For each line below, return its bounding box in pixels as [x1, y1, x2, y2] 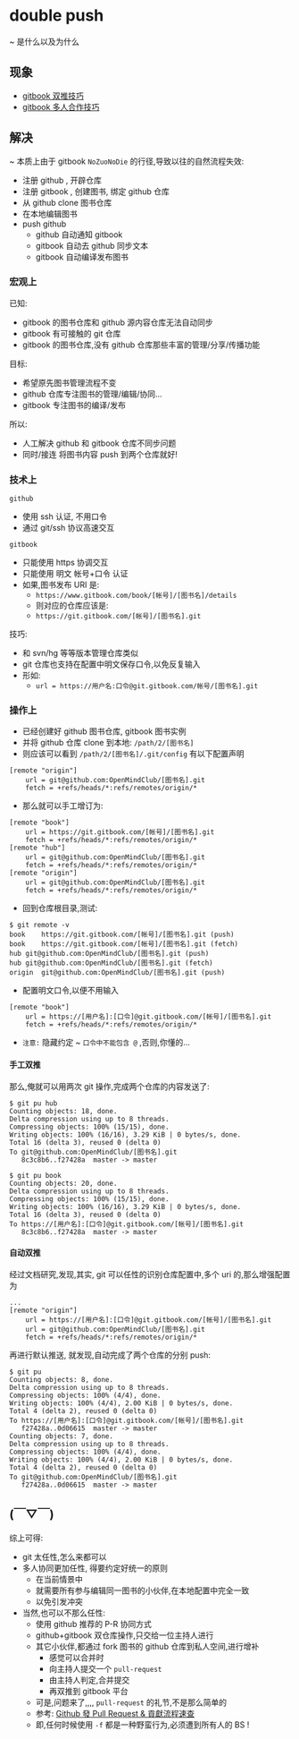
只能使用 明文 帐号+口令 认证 [21, 568, 129, 579]
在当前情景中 [35, 1573, 83, 1584]
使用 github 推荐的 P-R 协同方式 [35, 1618, 152, 1629]
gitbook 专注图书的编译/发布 [21, 399, 127, 410]
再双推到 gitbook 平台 [48, 1685, 129, 1696]
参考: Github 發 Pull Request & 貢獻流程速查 [35, 1708, 195, 1718]
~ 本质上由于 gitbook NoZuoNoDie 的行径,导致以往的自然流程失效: [9, 156, 245, 166]
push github [21, 218, 67, 229]
